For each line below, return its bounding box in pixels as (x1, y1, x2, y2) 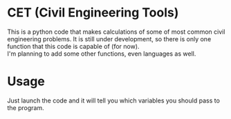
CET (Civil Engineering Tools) (7, 5, 179, 21)
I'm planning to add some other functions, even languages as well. (7, 50, 196, 58)
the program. (7, 103, 44, 111)
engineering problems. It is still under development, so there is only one (7, 34, 212, 43)
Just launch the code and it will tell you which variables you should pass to (7, 96, 220, 105)
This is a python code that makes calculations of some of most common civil (7, 28, 225, 36)
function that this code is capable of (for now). (7, 42, 140, 50)
